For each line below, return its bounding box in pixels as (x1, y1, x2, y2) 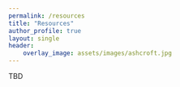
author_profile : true (8, 27, 82, 35)
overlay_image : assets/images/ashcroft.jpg (23, 49, 173, 57)
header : (8, 42, 35, 50)
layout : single (8, 34, 60, 43)
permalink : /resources (8, 11, 85, 20)
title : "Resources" (8, 19, 75, 27)
